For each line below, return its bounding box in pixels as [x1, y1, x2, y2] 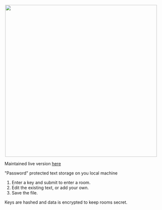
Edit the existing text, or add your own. [11, 185, 89, 191]
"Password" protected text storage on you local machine [4, 170, 118, 176]
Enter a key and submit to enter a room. [11, 180, 91, 185]
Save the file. [11, 190, 38, 195]
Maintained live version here [4, 161, 61, 166]
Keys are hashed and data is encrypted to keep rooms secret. [4, 199, 128, 205]
